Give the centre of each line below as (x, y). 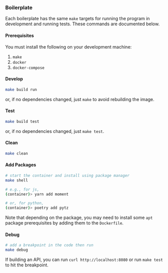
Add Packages (21, 165)
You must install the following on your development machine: (69, 47)
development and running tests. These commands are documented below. (82, 24)
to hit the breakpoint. (27, 265)
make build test (22, 121)
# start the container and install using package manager (67, 175)
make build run (21, 89)
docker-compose (29, 68)
